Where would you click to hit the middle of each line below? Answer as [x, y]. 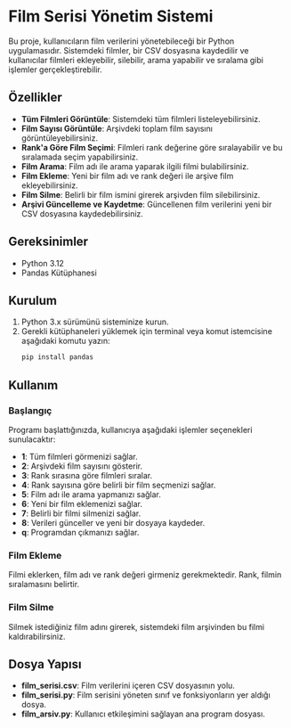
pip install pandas [57, 357]
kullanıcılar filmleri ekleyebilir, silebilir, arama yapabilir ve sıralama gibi [136, 60]
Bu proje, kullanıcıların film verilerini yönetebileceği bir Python [121, 41]
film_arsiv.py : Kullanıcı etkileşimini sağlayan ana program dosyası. [143, 714]
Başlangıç [30, 410]
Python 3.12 [42, 263]
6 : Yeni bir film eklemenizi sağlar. [82, 503]
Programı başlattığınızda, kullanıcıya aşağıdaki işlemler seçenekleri [130, 429]
